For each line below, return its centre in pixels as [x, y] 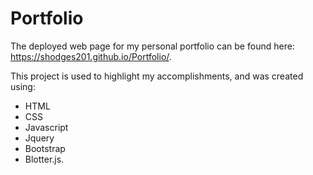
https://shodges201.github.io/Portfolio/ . [91, 56]
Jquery [39, 138]
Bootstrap [45, 148]
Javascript [46, 127]
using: [23, 86]
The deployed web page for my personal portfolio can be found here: [152, 46]
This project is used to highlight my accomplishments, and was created [157, 76]
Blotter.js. [44, 159]
